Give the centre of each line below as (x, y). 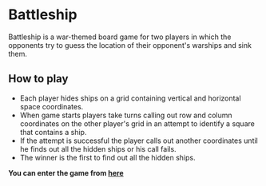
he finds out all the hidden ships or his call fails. (98, 148)
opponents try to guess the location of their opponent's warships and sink (130, 45)
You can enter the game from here (66, 172)
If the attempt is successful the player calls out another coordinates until (139, 140)
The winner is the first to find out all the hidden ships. (107, 157)
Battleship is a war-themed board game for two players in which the (120, 37)
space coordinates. (52, 106)
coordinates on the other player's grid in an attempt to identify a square (137, 123)
